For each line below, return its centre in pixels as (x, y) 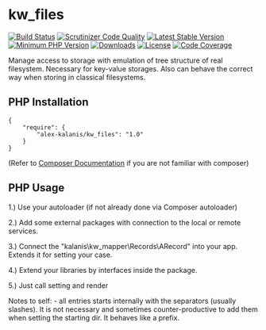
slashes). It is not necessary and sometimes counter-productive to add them (133, 309)
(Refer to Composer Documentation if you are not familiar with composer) (129, 163)
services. (23, 231)
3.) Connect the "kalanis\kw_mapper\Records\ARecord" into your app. (123, 246)
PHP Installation (48, 102)
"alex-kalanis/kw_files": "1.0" (91, 134)
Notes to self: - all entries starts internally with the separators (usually (122, 301)
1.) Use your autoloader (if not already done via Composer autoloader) (123, 207)
